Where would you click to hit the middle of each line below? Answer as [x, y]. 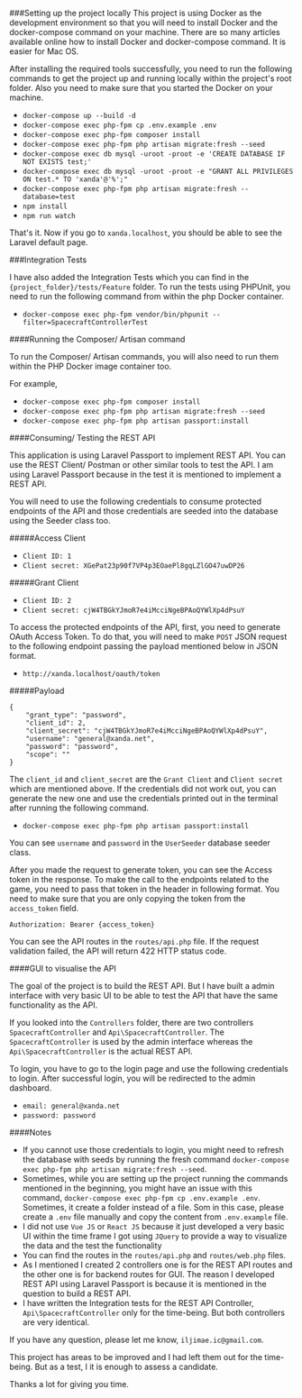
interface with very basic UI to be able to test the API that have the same [144, 996]
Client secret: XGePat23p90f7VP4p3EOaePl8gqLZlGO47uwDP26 [133, 566]
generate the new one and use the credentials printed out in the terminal [144, 798]
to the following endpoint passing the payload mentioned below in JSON [144, 646]
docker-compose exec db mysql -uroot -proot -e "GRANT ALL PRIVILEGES [158, 171]
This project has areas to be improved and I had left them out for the [136, 1357]
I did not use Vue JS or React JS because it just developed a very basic [154, 1226]
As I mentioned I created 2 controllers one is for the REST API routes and [157, 1265]
